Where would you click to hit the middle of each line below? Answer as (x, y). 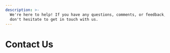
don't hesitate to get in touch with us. (54, 19)
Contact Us (29, 44)
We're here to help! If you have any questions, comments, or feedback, (88, 15)
